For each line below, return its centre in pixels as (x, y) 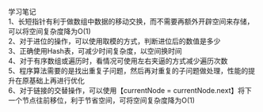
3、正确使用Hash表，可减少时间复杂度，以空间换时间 (95, 51)
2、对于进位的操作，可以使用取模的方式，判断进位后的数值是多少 (114, 41)
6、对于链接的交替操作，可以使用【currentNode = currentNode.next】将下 (130, 90)
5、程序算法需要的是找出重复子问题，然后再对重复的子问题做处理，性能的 (128, 71)
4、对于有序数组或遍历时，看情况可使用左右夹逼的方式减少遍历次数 (118, 61)
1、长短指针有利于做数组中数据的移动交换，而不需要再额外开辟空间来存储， (131, 21)
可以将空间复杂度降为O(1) (50, 31)
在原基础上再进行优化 (50, 80)
